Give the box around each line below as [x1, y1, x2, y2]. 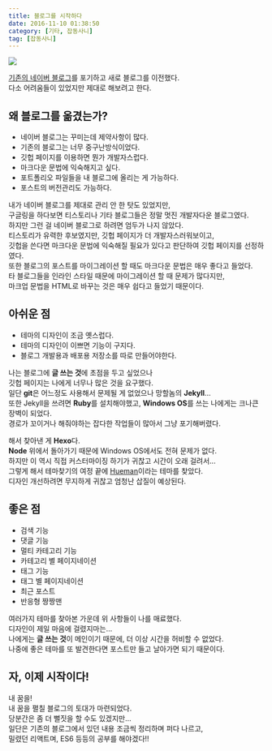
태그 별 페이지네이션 [19, 576, 84, 586]
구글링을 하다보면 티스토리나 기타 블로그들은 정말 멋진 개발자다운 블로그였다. [8, 210, 249, 220]
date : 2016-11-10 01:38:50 [8, 19, 100, 28]
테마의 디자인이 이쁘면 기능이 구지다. [19, 340, 136, 350]
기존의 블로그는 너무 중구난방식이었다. [19, 143, 140, 152]
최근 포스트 [19, 586, 56, 596]
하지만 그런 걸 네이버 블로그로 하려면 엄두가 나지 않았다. [8, 221, 184, 230]
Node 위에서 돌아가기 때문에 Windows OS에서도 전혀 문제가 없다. [8, 445, 218, 455]
